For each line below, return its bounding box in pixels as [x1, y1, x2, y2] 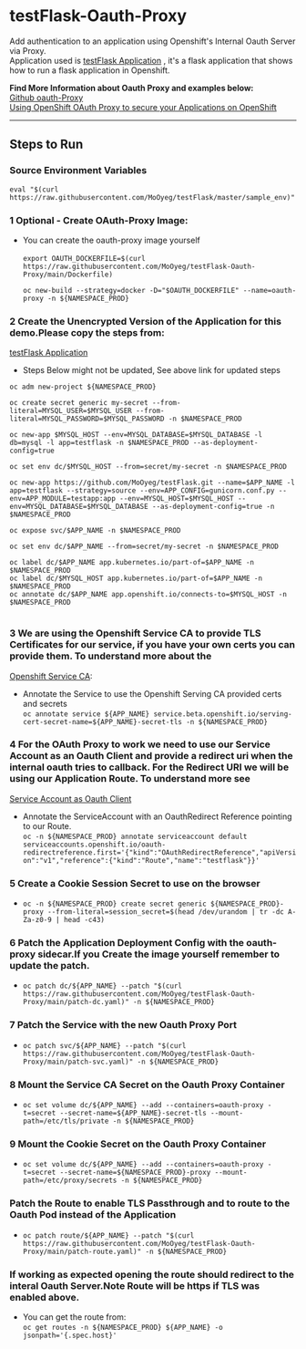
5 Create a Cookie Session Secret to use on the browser [9, 877, 261, 889]
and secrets [22, 698, 68, 709]
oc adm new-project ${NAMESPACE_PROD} [9, 382, 157, 392]
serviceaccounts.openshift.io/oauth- [22, 840, 167, 849]
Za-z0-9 [22, 916, 52, 925]
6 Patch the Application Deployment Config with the [9, 937, 244, 949]
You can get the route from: [22, 1311, 127, 1323]
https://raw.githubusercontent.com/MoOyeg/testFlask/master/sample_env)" [9, 192, 296, 202]
